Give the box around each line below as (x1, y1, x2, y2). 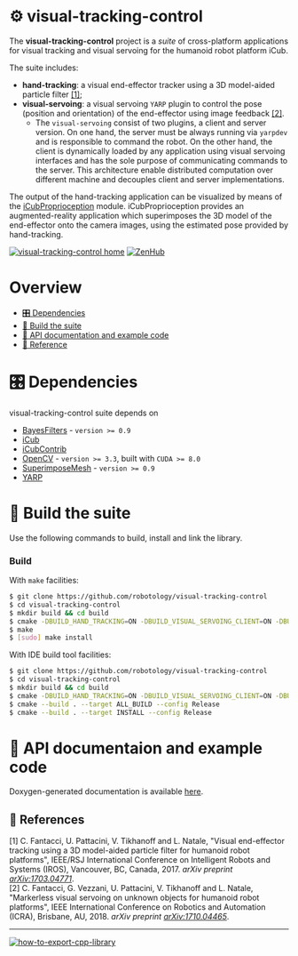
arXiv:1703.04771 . (9, 873, 74, 884)
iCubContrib (21, 443, 67, 454)
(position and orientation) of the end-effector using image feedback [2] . (21, 108, 286, 118)
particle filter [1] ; (21, 89, 82, 100)
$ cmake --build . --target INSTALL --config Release (9, 708, 213, 717)
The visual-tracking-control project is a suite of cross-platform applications (9, 36, 289, 46)
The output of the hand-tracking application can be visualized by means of (9, 191, 283, 202)
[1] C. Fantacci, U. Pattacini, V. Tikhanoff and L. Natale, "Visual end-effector (9, 836, 286, 847)
